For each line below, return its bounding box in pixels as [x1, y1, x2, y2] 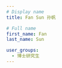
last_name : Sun [6, 37, 45, 43]
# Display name [6, 8, 45, 15]
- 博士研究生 [11, 53, 40, 59]
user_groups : [6, 48, 39, 54]
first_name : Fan [6, 31, 47, 37]
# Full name [6, 25, 36, 31]
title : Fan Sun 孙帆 [6, 14, 56, 20]
